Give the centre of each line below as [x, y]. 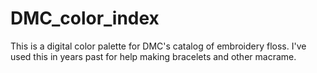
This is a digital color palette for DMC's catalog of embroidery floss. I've [158, 46]
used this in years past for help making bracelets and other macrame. [153, 56]
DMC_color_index [85, 18]
